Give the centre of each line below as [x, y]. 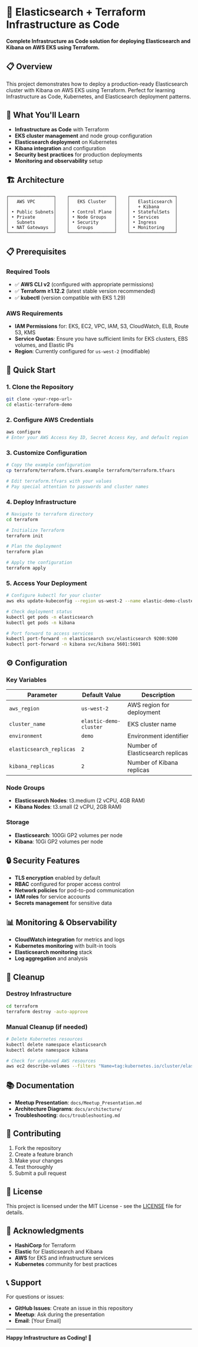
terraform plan [25, 552]
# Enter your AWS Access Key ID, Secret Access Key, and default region [97, 437]
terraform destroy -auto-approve [47, 1012]
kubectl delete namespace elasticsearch [57, 1044]
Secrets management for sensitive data [63, 903]
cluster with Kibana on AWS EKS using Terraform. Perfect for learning [91, 90]
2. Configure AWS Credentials [50, 419]
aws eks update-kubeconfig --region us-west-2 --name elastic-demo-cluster [101, 601]
